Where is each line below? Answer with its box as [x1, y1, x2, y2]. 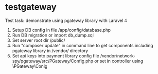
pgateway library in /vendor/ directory [12, 48, 88, 54]
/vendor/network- [100, 53, 136, 58]
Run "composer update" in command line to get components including [12, 42, 153, 48]
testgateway [5, 1, 57, 13]
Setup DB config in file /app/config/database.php [12, 27, 111, 33]
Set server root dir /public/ [12, 37, 66, 43]
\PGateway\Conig [12, 63, 48, 69]
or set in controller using [94, 58, 143, 64]
